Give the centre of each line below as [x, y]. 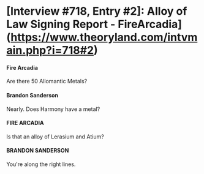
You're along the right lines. [41, 164]
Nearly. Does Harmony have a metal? [53, 109]
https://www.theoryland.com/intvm [104, 37]
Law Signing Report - [61, 24]
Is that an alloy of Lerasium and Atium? [55, 137]
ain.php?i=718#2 [50, 51]
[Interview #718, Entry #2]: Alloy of [97, 11]
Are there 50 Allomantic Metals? [47, 81]
